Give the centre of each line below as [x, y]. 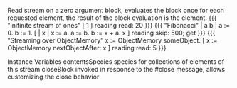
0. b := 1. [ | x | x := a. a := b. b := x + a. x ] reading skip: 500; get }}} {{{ [111, 33]
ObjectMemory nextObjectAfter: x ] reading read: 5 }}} [87, 48]
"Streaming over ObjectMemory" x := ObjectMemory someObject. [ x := [113, 40]
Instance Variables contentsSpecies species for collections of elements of [116, 62]
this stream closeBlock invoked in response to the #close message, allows [116, 69]
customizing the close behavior [53, 77]
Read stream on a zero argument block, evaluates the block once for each [116, 10]
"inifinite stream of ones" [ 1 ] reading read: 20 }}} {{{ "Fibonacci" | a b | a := [119, 25]
